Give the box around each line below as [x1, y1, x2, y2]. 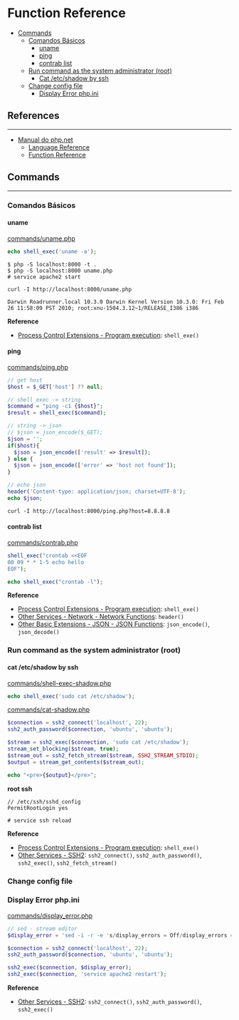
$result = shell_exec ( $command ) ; [7, 410, 107, 417]
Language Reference [28, 142, 90, 151]
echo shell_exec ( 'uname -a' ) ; [7, 248, 97, 255]
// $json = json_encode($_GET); [7, 429, 103, 436]
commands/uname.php [7, 234, 76, 243]
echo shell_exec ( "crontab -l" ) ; [7, 578, 103, 586]
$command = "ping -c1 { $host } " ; [7, 402, 103, 410]
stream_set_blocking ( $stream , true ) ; [7, 746, 119, 753]
